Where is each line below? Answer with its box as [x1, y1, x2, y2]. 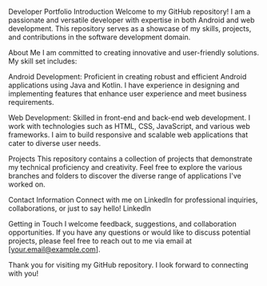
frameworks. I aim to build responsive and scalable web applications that [8, 130, 249, 139]
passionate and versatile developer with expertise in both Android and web [8, 15, 255, 25]
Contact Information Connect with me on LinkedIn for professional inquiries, [8, 195, 258, 204]
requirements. [8, 98, 54, 107]
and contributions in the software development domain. [8, 32, 191, 42]
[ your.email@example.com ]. [8, 244, 101, 254]
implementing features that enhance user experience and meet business [8, 89, 247, 99]
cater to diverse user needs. [8, 139, 102, 147]
